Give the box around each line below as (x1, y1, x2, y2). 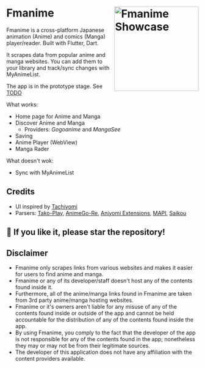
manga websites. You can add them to (6, 57, 103, 65)
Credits (6, 186, 35, 197)
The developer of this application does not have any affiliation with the (15, 348, 192, 356)
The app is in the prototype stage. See (6, 83, 103, 90)
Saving (15, 132, 33, 139)
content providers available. (15, 355, 85, 362)
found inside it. (15, 283, 53, 290)
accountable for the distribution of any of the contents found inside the (15, 315, 194, 323)
